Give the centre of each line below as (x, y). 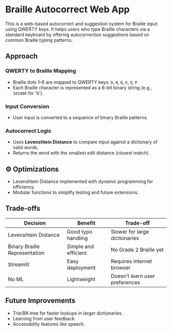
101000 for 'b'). (28, 93)
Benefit (86, 223)
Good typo (80, 231)
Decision (35, 223)
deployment (81, 267)
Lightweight (81, 279)
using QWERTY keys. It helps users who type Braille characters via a (78, 29)
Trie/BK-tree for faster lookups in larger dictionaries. (68, 313)
